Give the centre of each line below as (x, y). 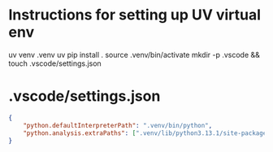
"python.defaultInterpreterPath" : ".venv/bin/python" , (118, 125)
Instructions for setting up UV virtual (135, 15)
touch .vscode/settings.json (55, 63)
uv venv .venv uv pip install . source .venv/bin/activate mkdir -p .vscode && (134, 54)
